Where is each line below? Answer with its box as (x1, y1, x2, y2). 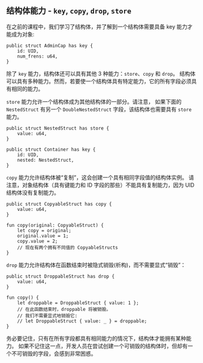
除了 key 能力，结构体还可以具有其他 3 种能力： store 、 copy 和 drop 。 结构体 (6, 70, 196, 77)
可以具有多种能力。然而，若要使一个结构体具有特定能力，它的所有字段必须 (6, 78, 192, 85)
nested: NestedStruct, (17, 157, 74, 163)
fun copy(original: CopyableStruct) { (6, 222, 104, 228)
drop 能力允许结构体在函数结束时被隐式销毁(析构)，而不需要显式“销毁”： (6, 261, 186, 268)
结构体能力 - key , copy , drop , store (6, 5, 132, 16)
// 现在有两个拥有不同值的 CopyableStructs (17, 244, 118, 250)
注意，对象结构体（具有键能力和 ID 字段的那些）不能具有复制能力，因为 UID (6, 181, 195, 188)
